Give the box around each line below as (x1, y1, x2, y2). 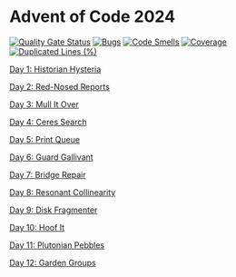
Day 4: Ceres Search (9, 116, 87, 127)
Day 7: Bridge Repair (9, 169, 86, 180)
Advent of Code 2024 (9, 6, 175, 27)
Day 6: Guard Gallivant (9, 152, 93, 163)
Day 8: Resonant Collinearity (9, 186, 116, 197)
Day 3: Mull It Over (9, 98, 80, 110)
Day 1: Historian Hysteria (9, 64, 102, 74)
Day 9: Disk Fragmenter (9, 204, 98, 215)
